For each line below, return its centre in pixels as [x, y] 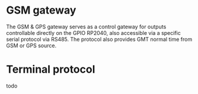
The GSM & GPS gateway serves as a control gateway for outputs [86, 27]
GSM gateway [41, 10]
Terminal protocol [51, 69]
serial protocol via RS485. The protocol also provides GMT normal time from [99, 39]
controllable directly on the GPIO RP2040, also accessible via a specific [93, 33]
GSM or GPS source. [31, 46]
